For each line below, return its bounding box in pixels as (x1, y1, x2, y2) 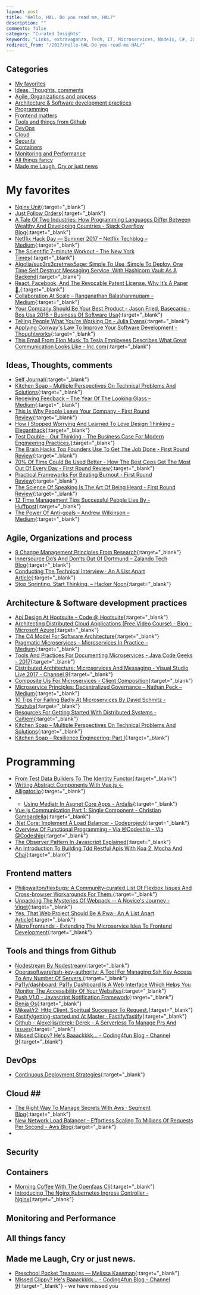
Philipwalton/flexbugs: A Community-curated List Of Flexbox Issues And (14, 884, 192, 891)
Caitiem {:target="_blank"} (14, 715, 79, 723)
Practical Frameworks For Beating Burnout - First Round (14, 471, 152, 478)
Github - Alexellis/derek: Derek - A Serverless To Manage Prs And (14, 1019, 177, 1026)
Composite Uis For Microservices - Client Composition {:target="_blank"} (14, 677, 193, 685)
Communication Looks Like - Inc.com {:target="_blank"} (14, 343, 151, 350)
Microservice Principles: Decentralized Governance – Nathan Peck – (14, 683, 183, 691)
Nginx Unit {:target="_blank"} (14, 203, 86, 210)
